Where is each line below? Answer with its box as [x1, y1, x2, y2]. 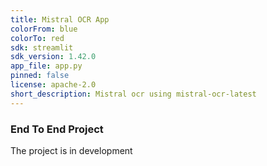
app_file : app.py [10, 61, 83, 71]
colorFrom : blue [10, 24, 78, 34]
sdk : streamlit [10, 42, 74, 53]
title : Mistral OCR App [10, 14, 110, 25]
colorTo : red [10, 33, 65, 43]
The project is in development [10, 144, 133, 156]
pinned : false [10, 71, 70, 81]
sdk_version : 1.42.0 [10, 52, 97, 62]
